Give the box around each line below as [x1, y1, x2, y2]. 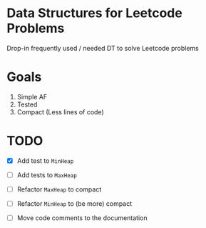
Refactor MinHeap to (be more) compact [16, 199, 133, 208]
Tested [16, 100, 38, 109]
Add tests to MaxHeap [16, 170, 78, 179]
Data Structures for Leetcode [6, 5, 182, 21]
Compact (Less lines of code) [16, 107, 104, 116]
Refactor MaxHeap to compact [16, 184, 102, 194]
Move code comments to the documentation [16, 214, 148, 222]
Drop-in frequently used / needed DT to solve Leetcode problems [6, 44, 199, 52]
